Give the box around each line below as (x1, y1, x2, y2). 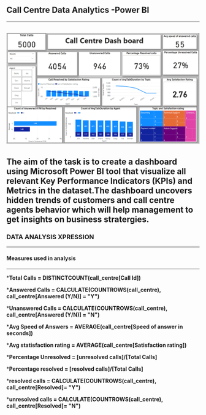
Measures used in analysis (6, 255, 76, 262)
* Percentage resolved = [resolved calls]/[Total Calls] (6, 365, 143, 373)
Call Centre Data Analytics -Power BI (6, 5, 150, 15)
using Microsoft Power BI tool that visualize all (6, 166, 186, 177)
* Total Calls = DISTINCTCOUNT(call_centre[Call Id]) (6, 274, 141, 282)
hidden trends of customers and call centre (6, 195, 175, 205)
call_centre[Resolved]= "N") (6, 402, 81, 409)
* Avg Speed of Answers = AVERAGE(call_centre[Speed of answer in (6, 323, 183, 330)
